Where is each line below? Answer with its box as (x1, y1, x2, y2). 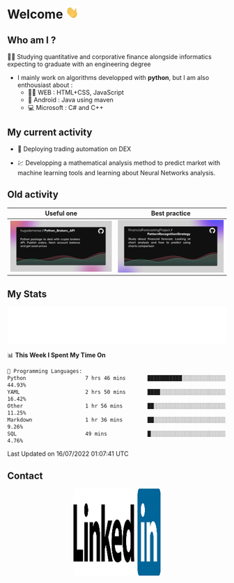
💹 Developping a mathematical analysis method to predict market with (17, 159, 221, 167)
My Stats (7, 288, 47, 300)
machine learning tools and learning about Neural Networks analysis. (17, 168, 216, 177)
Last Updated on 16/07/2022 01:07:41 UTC (7, 449, 129, 458)
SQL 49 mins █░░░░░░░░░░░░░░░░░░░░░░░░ (7, 431, 226, 438)
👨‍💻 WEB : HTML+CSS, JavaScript (27, 88, 124, 97)
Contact (7, 470, 43, 481)
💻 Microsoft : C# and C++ (27, 104, 104, 112)
